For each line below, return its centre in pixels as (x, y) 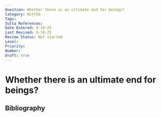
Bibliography (25, 108)
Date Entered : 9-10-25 (28, 28)
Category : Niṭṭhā (23, 14)
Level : (12, 42)
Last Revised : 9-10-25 (28, 32)
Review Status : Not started (34, 37)
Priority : (15, 46)
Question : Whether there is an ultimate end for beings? (65, 10)
